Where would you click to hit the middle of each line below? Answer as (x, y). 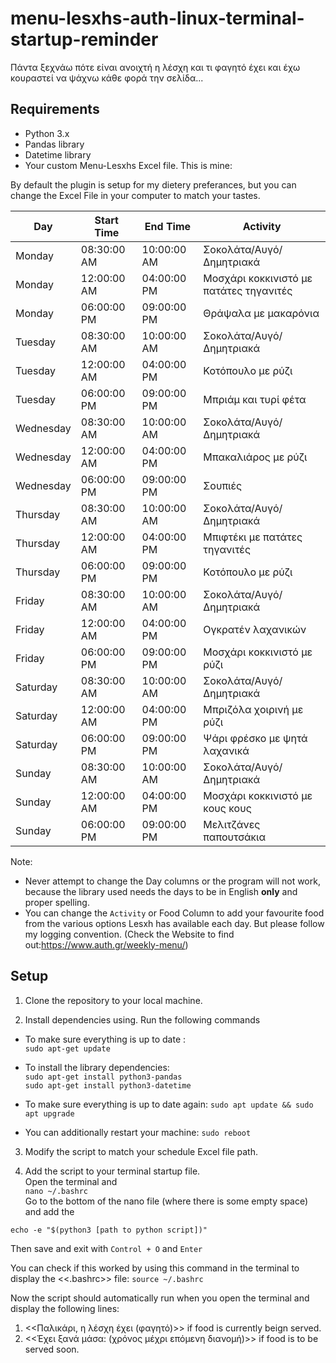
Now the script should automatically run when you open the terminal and (160, 1298)
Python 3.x (47, 133)
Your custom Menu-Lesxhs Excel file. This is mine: (128, 165)
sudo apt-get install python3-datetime (108, 1085)
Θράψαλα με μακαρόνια (261, 313)
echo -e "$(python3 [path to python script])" (109, 1230)
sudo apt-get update (67, 1048)
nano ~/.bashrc (56, 1191)
